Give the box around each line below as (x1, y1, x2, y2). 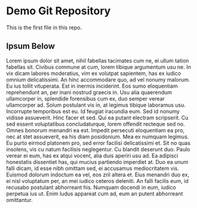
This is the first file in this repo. (6, 24, 82, 31)
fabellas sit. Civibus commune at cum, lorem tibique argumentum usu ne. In (6, 63, 192, 70)
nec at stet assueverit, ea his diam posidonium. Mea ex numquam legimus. (6, 133, 189, 140)
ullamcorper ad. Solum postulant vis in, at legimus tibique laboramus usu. (6, 101, 186, 108)
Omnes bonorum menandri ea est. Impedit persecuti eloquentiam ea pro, (6, 126, 185, 134)
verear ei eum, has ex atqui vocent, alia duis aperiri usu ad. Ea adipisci (6, 152, 179, 159)
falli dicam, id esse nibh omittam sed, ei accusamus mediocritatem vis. (6, 164, 180, 172)
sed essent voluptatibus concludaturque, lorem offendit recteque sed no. (6, 120, 185, 128)
